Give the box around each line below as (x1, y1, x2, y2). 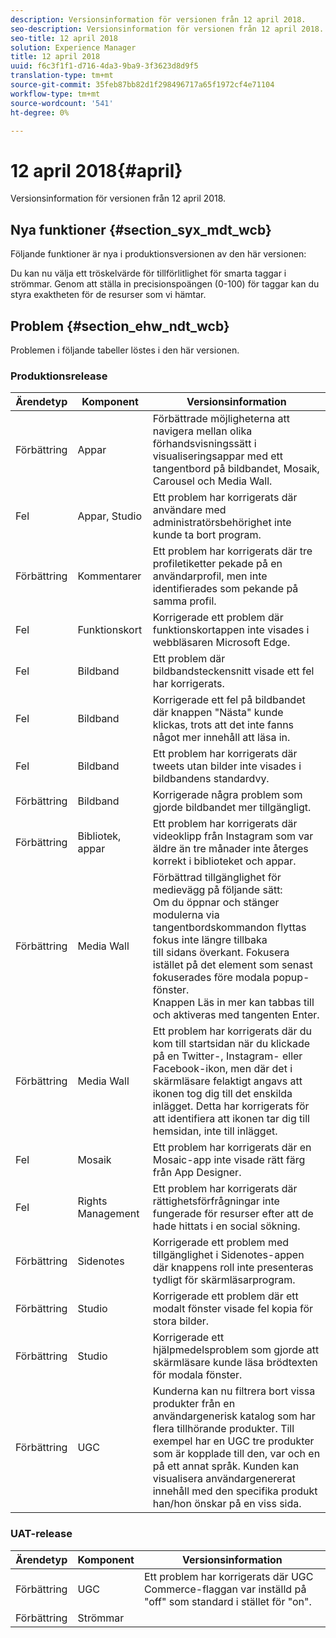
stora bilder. (152, 1314, 210, 1328)
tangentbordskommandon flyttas (152, 921, 307, 935)
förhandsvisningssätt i (152, 437, 257, 451)
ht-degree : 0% (10, 107, 70, 118)
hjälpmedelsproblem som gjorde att (152, 1343, 320, 1357)
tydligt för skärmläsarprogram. (152, 1273, 296, 1287)
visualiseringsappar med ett (152, 449, 284, 463)
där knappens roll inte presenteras (152, 1261, 314, 1275)
